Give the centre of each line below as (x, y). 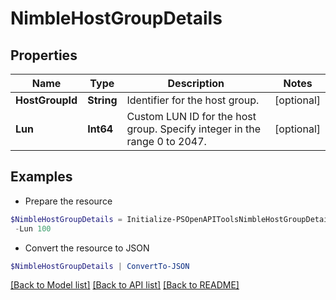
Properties (44, 55)
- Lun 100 (33, 228)
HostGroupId (46, 100)
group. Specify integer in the (193, 129)
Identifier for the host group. (193, 100)
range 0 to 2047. (166, 141)
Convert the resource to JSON (87, 248)
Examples (41, 177)
